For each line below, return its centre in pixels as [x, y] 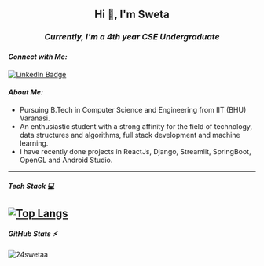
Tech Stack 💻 [31, 186]
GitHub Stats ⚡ [33, 234]
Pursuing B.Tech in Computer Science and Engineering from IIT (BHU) [133, 109]
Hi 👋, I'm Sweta [132, 15]
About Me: [26, 92]
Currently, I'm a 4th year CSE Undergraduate [132, 37]
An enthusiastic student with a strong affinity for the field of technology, [136, 126]
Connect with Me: [38, 57]
